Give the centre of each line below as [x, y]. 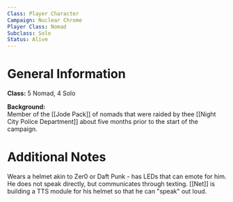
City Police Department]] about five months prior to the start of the [103, 122]
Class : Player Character [43, 14]
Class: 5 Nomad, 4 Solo [41, 93]
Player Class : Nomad [37, 26]
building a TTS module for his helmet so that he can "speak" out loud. [107, 191]
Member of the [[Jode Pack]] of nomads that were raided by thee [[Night [112, 114]
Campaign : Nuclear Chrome [45, 20]
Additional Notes [57, 157]
